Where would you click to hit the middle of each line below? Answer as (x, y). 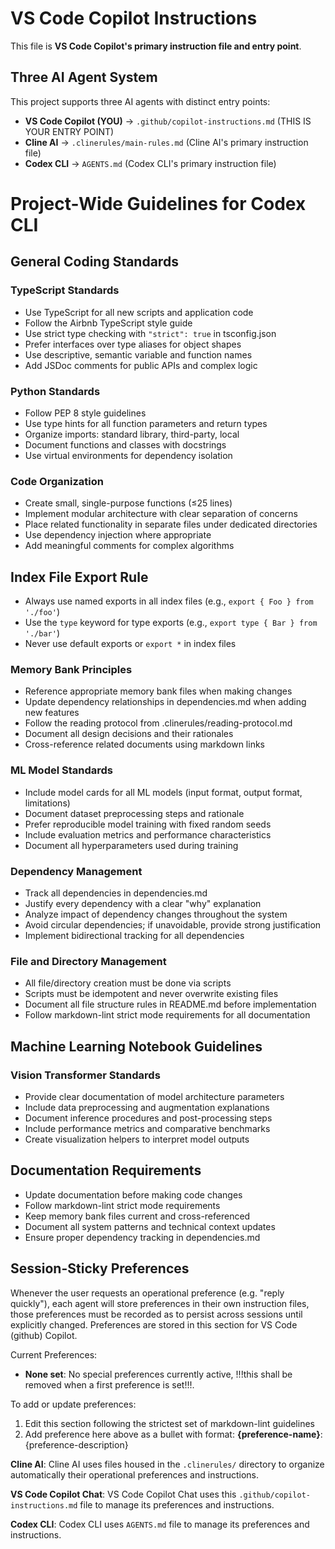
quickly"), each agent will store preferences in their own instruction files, (160, 1303)
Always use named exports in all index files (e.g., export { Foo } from (169, 601)
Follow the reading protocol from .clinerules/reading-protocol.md (158, 723)
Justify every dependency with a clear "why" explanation (143, 903)
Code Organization (57, 481)
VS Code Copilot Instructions (134, 18)
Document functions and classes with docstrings (125, 444)
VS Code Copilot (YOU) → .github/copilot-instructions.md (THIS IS (168, 121)
